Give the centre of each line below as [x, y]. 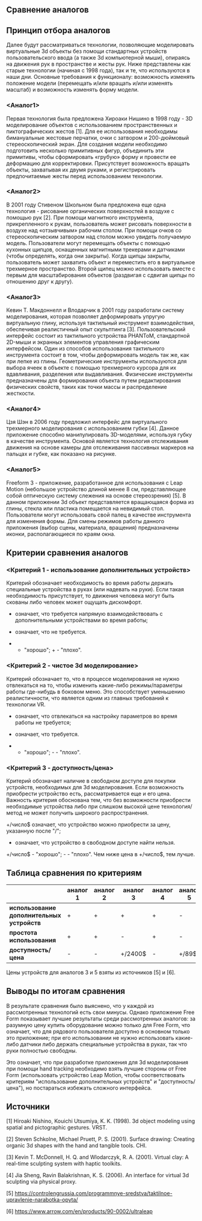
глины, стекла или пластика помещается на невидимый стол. [85, 508]
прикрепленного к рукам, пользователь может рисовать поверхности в [99, 224]
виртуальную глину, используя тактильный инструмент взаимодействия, [101, 323]
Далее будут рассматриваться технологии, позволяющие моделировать [100, 45]
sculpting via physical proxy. [41, 1182]
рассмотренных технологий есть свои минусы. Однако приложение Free [100, 1012]
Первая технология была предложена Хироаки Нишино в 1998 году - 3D [99, 118]
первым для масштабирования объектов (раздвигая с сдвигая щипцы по [101, 275]
